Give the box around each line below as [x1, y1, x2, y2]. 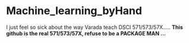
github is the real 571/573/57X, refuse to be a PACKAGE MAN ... [6, 29, 166, 37]
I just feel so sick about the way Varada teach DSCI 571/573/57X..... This [6, 24, 183, 31]
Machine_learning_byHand [6, 4, 143, 18]
